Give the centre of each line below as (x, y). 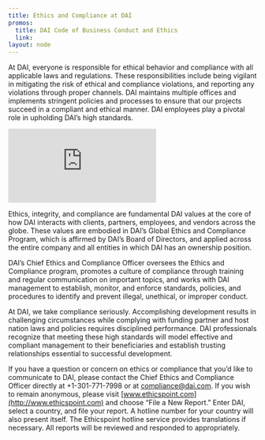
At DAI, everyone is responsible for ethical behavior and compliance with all (131, 67)
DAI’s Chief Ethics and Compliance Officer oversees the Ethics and (116, 263)
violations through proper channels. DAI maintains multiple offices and (122, 92)
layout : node (30, 45)
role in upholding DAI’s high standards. (71, 118)
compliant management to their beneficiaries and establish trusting (117, 345)
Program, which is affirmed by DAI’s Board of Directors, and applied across (130, 239)
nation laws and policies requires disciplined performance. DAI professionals (132, 329)
